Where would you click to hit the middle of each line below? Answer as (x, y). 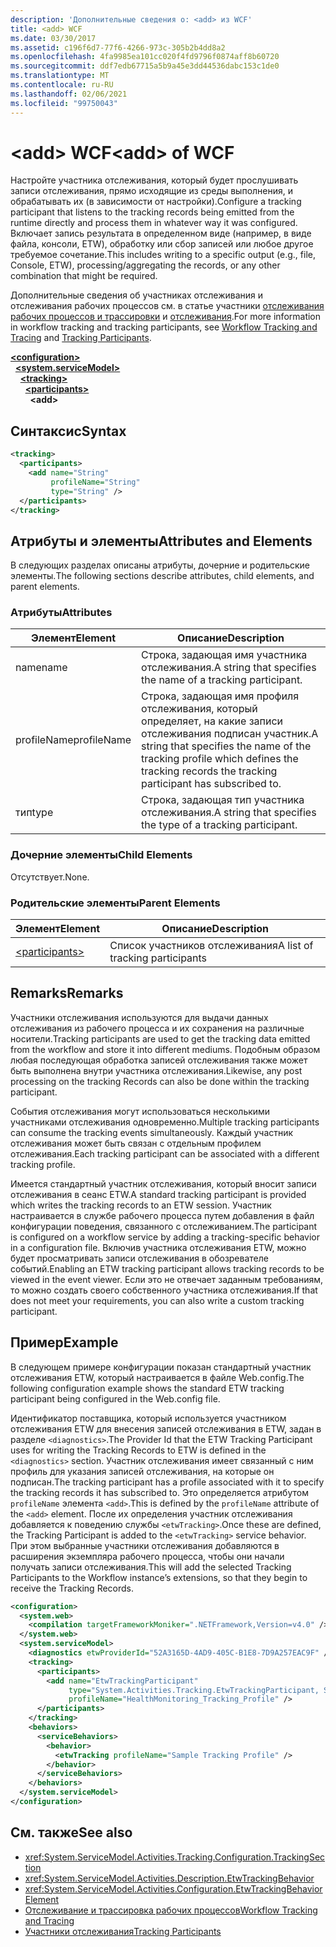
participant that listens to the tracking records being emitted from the (152, 212)
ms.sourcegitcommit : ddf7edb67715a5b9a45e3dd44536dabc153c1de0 (145, 66)
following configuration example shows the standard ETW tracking (147, 1388)
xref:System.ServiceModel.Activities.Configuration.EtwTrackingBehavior (173, 1888)
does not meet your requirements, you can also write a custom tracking (157, 1300)
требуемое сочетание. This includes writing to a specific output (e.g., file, (163, 255)
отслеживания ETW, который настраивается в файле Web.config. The (157, 1377)
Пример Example (64, 1342)
